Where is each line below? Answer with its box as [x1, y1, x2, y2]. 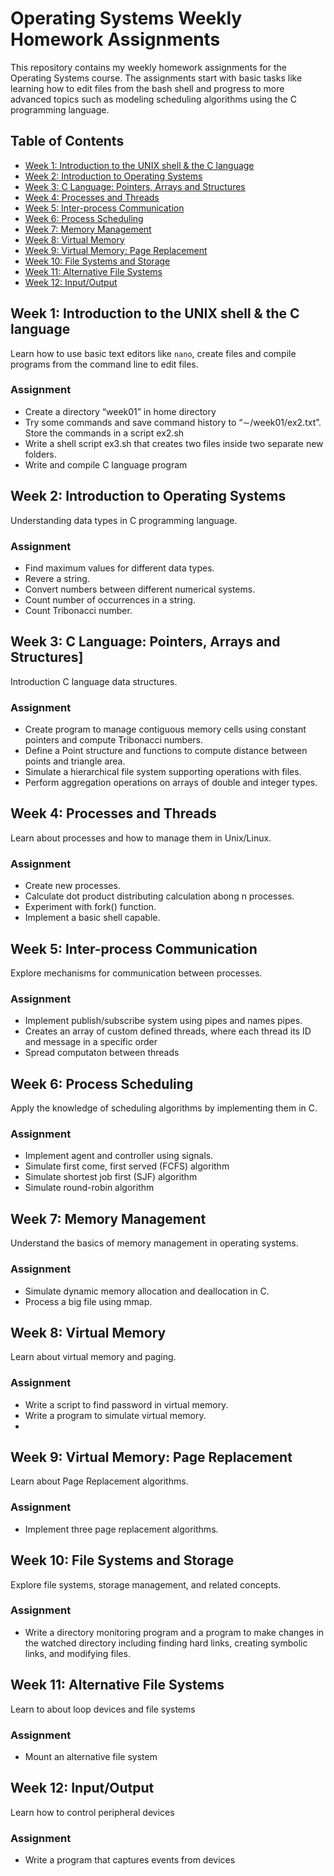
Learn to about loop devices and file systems [10, 1703, 196, 1715]
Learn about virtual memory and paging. [10, 1351, 177, 1363]
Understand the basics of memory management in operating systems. [10, 1237, 299, 1249]
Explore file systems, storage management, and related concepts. [10, 1578, 282, 1591]
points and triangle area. [24, 755, 126, 767]
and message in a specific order [24, 1036, 158, 1048]
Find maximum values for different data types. [24, 562, 215, 574]
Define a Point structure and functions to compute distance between [24, 745, 308, 757]
